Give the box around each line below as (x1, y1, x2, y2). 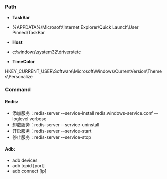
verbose (29, 116, 47, 122)
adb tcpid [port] (12, 162, 45, 168)
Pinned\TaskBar (12, 30, 45, 36)
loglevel (12, 116, 29, 122)
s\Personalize (5, 74, 33, 80)
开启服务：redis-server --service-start (12, 128, 92, 134)
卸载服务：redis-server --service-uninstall (12, 122, 100, 128)
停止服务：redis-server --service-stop (12, 134, 91, 140)
